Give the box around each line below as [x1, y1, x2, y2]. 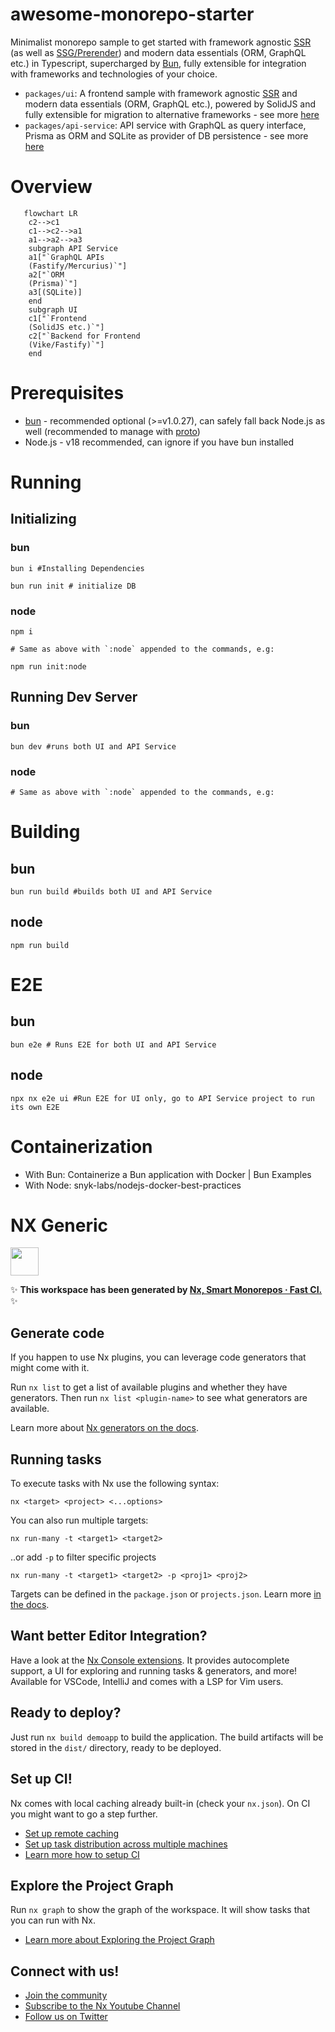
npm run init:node [10, 661, 87, 672]
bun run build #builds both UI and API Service [10, 886, 213, 897]
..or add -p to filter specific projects [10, 1551, 157, 1563]
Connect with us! [10, 1963, 120, 1980]
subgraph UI [28, 304, 78, 315]
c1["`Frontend [28, 313, 87, 323]
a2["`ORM [28, 269, 65, 280]
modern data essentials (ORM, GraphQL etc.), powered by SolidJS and [24, 98, 317, 110]
